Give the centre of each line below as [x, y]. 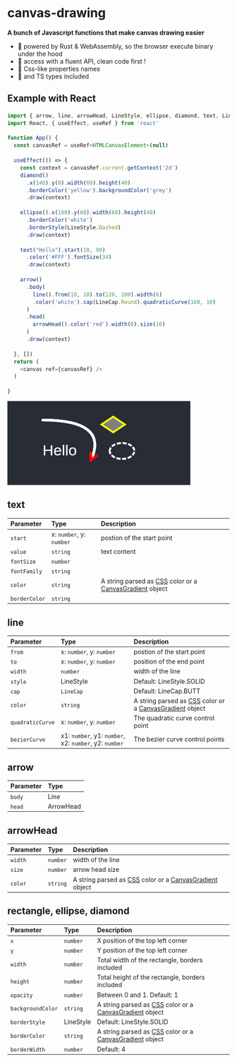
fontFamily [26, 572]
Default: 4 [111, 1049]
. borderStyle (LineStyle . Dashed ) [73, 228]
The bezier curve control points [179, 739]
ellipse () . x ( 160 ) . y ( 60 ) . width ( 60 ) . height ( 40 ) [88, 213]
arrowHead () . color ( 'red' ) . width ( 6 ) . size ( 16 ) [99, 324]
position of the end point [169, 661]
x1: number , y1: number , [93, 736]
